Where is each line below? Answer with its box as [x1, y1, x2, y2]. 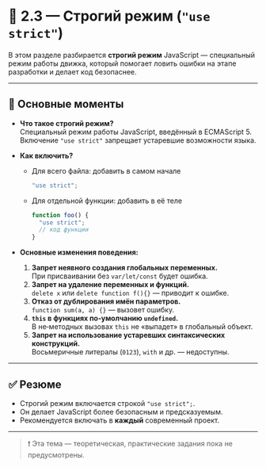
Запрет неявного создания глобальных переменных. [31, 263, 218, 273]
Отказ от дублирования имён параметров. [31, 297, 181, 306]
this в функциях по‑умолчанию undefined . [31, 313, 179, 323]
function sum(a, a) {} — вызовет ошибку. [31, 305, 175, 315]
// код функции [38, 226, 89, 234]
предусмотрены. [27, 450, 85, 459]
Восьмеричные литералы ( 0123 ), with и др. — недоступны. [31, 347, 230, 357]
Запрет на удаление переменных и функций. [31, 280, 190, 289]
